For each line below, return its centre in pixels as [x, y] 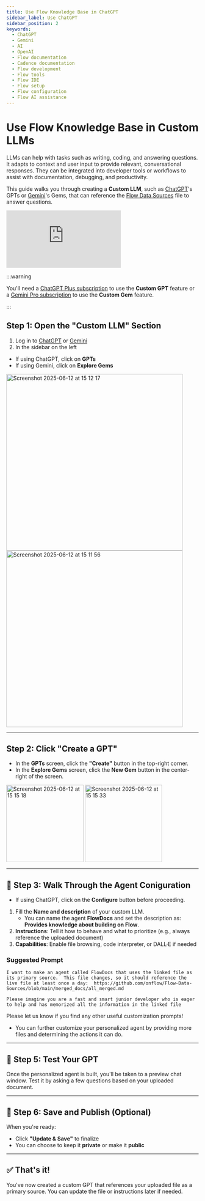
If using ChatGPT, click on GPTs [56, 359]
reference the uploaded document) [59, 938]
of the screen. [46, 777]
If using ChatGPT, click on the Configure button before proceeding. [100, 900]
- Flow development [37, 69]
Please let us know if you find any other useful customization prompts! [95, 1016]
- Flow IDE [26, 80]
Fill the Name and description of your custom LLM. [80, 912]
